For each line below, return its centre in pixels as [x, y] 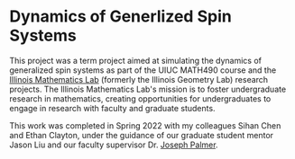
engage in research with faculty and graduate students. [112, 108]
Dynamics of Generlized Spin [120, 17]
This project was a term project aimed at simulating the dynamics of [135, 60]
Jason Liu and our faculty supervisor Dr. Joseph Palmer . [114, 145]
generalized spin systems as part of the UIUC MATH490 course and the [143, 70]
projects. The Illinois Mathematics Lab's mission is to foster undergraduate [148, 89]
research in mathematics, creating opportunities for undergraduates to [140, 98]
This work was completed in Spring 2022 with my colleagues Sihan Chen [145, 125]
